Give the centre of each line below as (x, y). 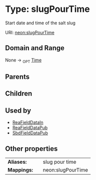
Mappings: (21, 170)
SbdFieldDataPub (30, 133)
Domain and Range (35, 48)
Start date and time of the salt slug (40, 23)
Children (19, 93)
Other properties (31, 149)
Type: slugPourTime (48, 9)
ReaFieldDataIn (28, 122)
